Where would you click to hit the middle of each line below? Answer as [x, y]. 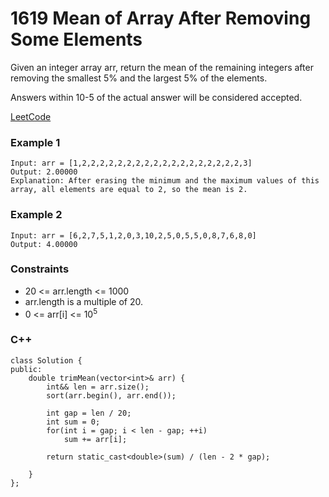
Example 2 [36, 215]
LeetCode [31, 116]
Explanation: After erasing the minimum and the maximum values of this [165, 181]
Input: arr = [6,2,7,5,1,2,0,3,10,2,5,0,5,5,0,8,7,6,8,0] [133, 235]
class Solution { [46, 360]
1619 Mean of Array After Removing [161, 18]
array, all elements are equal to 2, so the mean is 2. [129, 190]
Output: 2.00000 [44, 172]
